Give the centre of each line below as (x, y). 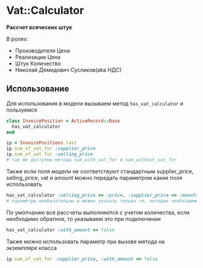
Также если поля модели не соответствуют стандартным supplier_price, (100, 171)
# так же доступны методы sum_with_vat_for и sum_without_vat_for (92, 160)
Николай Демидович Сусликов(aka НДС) (68, 69)
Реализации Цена (38, 57)
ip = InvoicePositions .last (42, 143)
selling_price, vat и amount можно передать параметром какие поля (94, 177)
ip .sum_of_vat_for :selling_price (50, 155)
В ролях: (17, 39)
